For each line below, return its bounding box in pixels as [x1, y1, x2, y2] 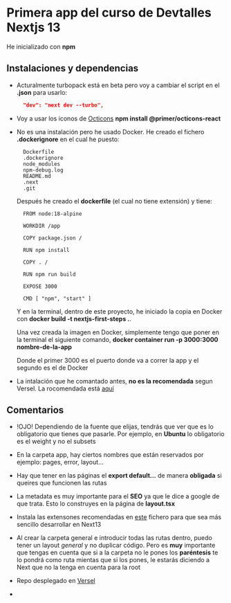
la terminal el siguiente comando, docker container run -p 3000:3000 [16, 335, 219, 343]
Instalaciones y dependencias [6, 62, 139, 74]
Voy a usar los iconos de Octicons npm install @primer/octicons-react [16, 114, 221, 123]
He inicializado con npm [6, 42, 76, 51]
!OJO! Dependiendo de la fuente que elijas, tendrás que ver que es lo [16, 422, 214, 431]
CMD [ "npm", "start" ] [23, 295, 91, 302]
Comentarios [6, 404, 64, 416]
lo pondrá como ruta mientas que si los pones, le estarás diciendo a [16, 556, 210, 564]
